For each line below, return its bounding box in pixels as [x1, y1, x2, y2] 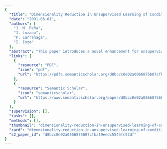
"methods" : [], [9, 118, 41, 123]
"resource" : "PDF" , [17, 63, 58, 68]
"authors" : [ [9, 21, 36, 26]
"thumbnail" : [9, 123, 36, 128]
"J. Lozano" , [13, 30, 41, 35]
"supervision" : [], [9, 109, 50, 114]
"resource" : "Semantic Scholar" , [17, 85, 88, 91]
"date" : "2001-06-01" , [9, 16, 56, 21]
